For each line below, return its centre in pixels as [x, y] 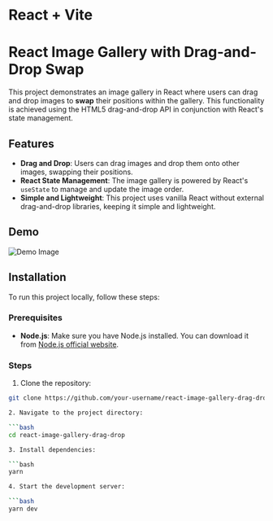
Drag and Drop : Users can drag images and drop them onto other [130, 163]
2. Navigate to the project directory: [76, 413]
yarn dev [23, 509]
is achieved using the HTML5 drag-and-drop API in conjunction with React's [136, 109]
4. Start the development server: [67, 487]
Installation [37, 277]
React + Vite [51, 15]
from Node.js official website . [69, 344]
